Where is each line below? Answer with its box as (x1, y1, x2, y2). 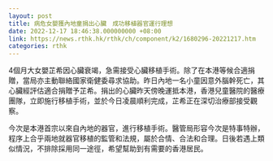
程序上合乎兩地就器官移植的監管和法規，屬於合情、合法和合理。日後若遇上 (8, 133, 258, 143)
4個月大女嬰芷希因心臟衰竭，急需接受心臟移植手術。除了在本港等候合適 (8, 66, 249, 76)
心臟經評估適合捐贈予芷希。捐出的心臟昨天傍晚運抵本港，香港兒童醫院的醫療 (8, 86, 265, 96)
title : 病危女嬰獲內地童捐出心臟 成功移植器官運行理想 (8, 20, 173, 28)
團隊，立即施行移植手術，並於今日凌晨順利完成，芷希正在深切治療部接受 (8, 96, 250, 106)
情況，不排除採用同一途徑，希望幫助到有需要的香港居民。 (15, 144, 208, 154)
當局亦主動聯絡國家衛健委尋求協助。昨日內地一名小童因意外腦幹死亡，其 (22, 76, 265, 85)
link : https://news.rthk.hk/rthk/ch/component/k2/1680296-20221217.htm (8, 34, 256, 43)
